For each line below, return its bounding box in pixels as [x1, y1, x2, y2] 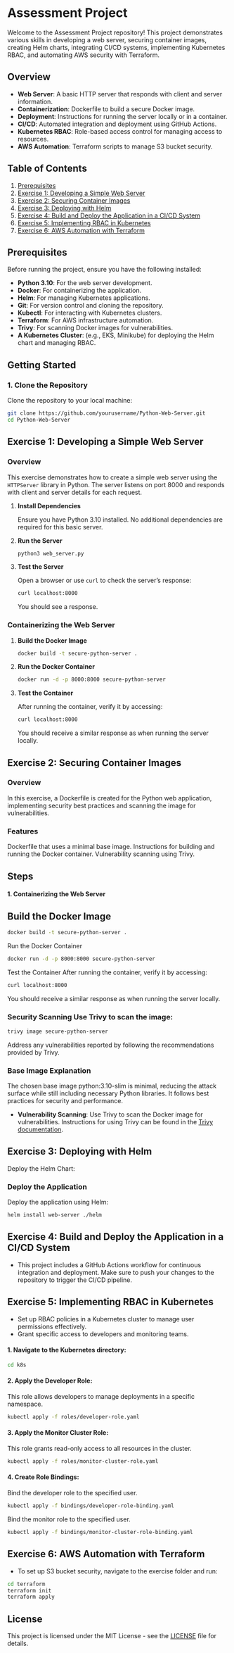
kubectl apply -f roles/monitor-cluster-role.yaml [7, 1458, 159, 1465]
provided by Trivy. [7, 1048, 60, 1057]
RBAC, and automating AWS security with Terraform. [7, 51, 160, 59]
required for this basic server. [17, 522, 103, 531]
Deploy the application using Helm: [7, 1198, 109, 1207]
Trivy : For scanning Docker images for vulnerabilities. [17, 324, 174, 332]
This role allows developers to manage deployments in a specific [7, 1392, 195, 1400]
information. [17, 97, 53, 106]
